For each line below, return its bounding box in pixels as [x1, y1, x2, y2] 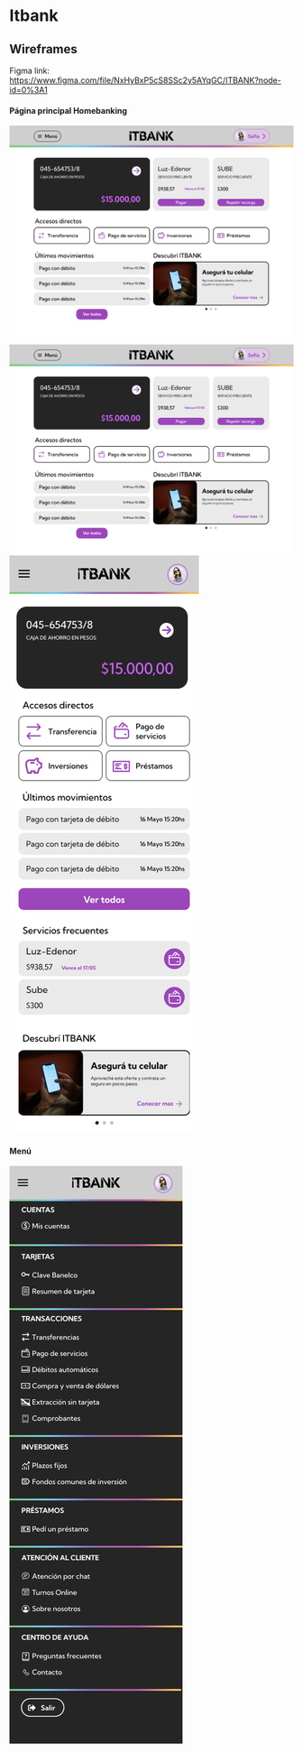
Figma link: [9, 65, 50, 76]
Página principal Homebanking [9, 105, 128, 116]
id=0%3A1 [9, 85, 48, 95]
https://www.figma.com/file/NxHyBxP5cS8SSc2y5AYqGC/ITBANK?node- [9, 75, 281, 86]
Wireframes [9, 42, 78, 57]
